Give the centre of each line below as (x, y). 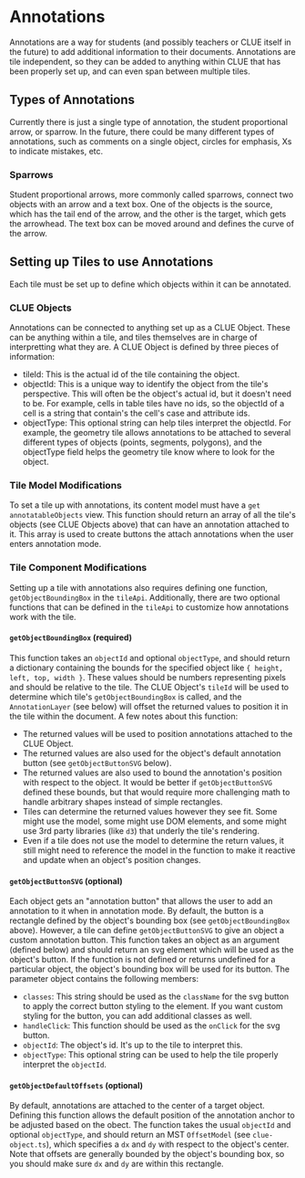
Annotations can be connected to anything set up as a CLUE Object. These (150, 328)
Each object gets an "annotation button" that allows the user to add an (141, 901)
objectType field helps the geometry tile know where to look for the (148, 452)
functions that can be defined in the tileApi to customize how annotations (149, 607)
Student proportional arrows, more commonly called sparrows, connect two (152, 195)
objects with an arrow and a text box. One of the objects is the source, (141, 205)
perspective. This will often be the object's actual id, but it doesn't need (157, 394)
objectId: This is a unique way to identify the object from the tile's (145, 384)
